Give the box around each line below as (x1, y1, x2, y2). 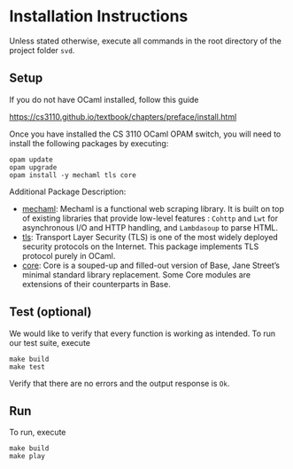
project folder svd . (9, 44, 75, 55)
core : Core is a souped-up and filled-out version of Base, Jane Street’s (21, 260, 281, 270)
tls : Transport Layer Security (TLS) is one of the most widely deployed (21, 231, 279, 242)
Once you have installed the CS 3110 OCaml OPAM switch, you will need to (9, 129, 281, 139)
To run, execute (9, 427, 66, 438)
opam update (9, 155, 53, 164)
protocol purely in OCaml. (21, 250, 116, 261)
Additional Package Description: (9, 186, 127, 197)
